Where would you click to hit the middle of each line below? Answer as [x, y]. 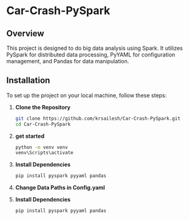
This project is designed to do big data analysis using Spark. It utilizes [94, 48]
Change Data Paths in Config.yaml [60, 187]
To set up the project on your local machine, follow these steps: [87, 95]
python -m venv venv [41, 147]
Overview [25, 33]
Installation [28, 81]
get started [30, 136]
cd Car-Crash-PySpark [43, 124]
